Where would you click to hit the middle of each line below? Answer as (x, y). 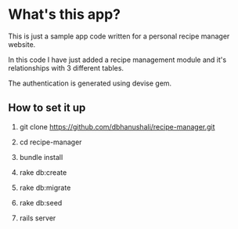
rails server (38, 218)
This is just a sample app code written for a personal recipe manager (119, 36)
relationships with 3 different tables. (66, 67)
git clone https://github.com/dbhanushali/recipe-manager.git (117, 126)
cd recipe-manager (50, 142)
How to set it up (47, 108)
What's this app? (65, 15)
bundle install (41, 157)
